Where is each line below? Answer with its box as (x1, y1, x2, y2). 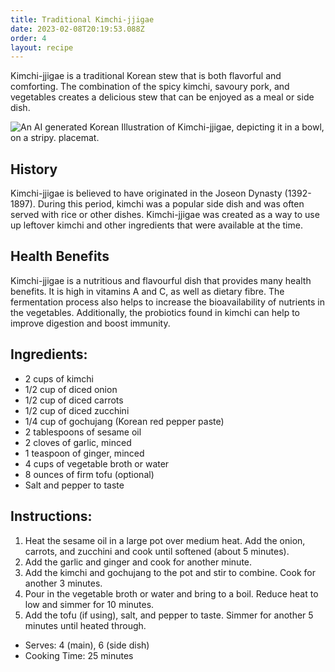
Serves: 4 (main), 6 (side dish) (24, 639, 150, 651)
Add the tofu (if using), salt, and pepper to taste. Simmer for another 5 (24, 609, 314, 621)
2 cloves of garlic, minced (24, 436, 132, 448)
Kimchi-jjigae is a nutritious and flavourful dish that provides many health (10, 274, 312, 286)
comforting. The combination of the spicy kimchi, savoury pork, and (10, 81, 290, 93)
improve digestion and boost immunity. (10, 317, 171, 329)
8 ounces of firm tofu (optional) (24, 468, 155, 480)
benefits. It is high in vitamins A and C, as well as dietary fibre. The (10, 285, 285, 297)
